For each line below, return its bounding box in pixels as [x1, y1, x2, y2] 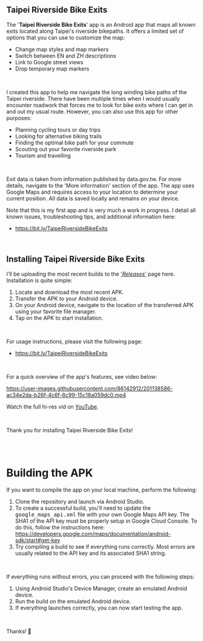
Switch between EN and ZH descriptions [15, 52, 116, 59]
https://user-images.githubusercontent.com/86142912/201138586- [6, 385, 173, 392]
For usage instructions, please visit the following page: [6, 337, 142, 345]
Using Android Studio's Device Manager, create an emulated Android [15, 585, 188, 592]
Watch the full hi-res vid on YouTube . [6, 403, 99, 410]
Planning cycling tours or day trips [15, 126, 101, 133]
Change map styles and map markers [15, 46, 109, 53]
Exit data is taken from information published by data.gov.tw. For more [6, 175, 182, 183]
